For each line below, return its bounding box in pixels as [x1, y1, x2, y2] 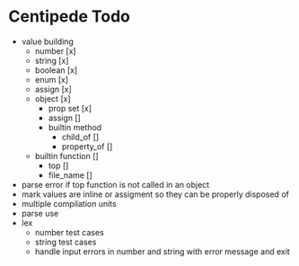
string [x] [34, 55, 69, 66]
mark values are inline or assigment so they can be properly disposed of [21, 189, 289, 199]
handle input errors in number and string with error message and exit [34, 245, 291, 257]
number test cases [34, 226, 104, 237]
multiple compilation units [21, 198, 118, 208]
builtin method [48, 121, 102, 132]
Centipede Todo [8, 6, 131, 27]
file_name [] [48, 169, 93, 181]
